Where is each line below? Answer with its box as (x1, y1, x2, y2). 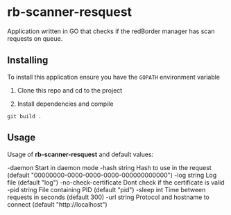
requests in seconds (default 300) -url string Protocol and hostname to (7, 193, 209, 201)
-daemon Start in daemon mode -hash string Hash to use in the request (7, 163, 212, 171)
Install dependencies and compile (17, 100, 114, 108)
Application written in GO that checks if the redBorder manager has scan (7, 27, 215, 35)
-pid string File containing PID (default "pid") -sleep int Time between (7, 185, 206, 194)
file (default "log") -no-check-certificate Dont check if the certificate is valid (7, 178, 225, 187)
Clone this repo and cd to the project (17, 86, 123, 94)
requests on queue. (7, 34, 63, 42)
